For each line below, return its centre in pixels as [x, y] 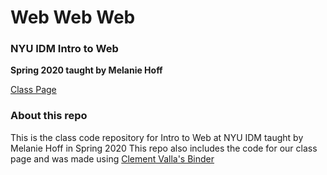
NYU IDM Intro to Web [64, 49]
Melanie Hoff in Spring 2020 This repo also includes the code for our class [164, 148]
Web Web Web [73, 17]
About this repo [49, 116]
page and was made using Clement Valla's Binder [112, 158]
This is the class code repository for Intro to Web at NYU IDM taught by [157, 137]
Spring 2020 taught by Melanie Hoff [86, 70]
